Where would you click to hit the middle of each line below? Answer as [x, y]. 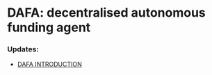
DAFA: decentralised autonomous [107, 13]
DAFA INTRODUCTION [49, 65]
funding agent [49, 27]
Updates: [23, 49]
